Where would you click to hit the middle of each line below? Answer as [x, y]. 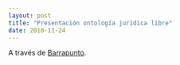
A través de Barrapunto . [47, 53]
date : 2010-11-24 [37, 30]
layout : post [30, 15]
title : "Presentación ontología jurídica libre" [90, 23]
